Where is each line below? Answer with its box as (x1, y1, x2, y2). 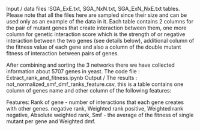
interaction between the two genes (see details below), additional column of (6, 37, 195, 44)
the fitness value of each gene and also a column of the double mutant (6, 43, 181, 50)
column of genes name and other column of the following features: (6, 87, 172, 94)
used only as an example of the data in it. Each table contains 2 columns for (6, 18, 194, 25)
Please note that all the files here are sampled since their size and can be (6, 11, 187, 19)
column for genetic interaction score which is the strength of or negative (6, 31, 186, 38)
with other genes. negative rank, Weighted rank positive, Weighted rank (6, 105, 184, 112)
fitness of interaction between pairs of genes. (6, 50, 119, 56)
